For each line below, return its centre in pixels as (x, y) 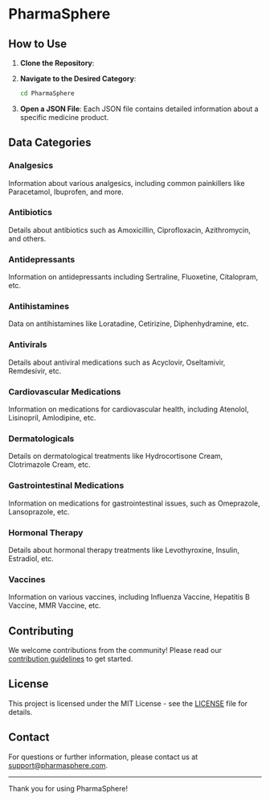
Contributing (41, 631)
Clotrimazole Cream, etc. (49, 464)
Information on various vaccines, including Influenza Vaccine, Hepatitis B (129, 597)
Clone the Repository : (57, 63)
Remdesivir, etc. (35, 370)
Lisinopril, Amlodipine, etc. (52, 418)
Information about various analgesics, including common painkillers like (127, 183)
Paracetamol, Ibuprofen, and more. (66, 192)
